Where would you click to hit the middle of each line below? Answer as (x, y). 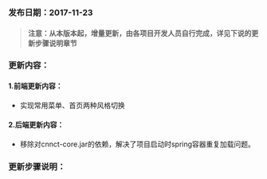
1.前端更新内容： (35, 86)
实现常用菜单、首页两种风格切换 (72, 105)
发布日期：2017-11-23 (51, 12)
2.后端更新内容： (36, 125)
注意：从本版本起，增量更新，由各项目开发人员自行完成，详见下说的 (139, 33)
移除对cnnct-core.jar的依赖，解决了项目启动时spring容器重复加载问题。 (137, 144)
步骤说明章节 (56, 43)
